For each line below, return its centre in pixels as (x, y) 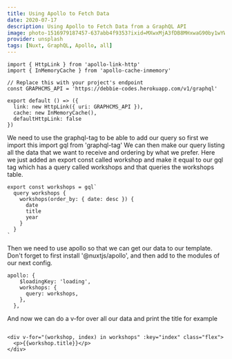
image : (17, 33)
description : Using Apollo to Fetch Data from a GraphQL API (97, 26)
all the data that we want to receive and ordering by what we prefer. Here (111, 152)
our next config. (30, 263)
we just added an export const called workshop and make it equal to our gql (115, 160)
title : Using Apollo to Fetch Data (58, 13)
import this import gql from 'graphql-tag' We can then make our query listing (116, 145)
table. (15, 174)
